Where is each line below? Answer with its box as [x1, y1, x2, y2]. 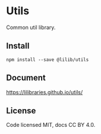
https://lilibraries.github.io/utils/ [6, 88, 83, 95]
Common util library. [6, 24, 56, 31]
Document [6, 73, 46, 83]
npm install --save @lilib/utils [6, 56, 89, 63]
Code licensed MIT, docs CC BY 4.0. [6, 122, 96, 129]
